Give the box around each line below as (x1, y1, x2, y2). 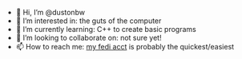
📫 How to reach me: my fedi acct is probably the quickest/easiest (15, 42, 235, 51)
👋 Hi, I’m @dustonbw (15, 8, 86, 17)
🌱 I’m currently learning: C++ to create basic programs (15, 25, 196, 33)
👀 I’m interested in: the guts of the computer (15, 16, 162, 26)
